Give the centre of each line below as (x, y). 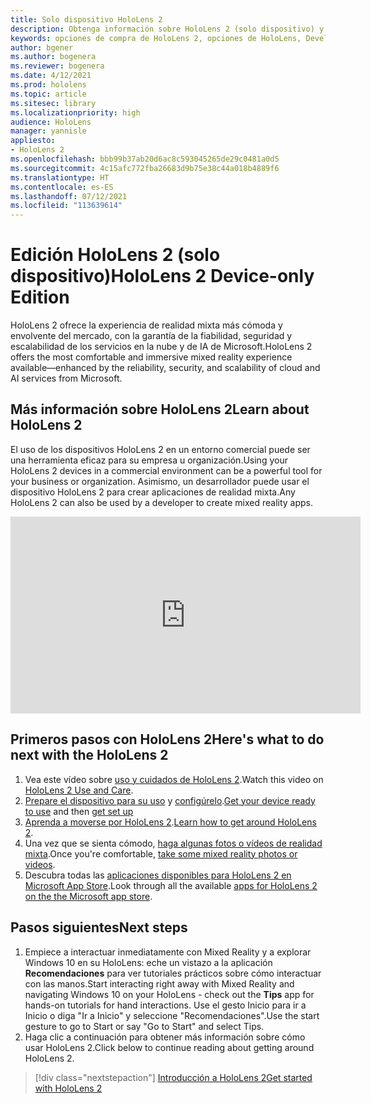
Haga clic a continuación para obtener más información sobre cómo (165, 1037)
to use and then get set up (79, 811)
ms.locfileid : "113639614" (66, 206)
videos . (40, 864)
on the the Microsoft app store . (88, 896)
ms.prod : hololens (48, 85)
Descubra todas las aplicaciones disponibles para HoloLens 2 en (158, 875)
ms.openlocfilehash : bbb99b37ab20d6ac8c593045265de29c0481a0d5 (145, 159)
